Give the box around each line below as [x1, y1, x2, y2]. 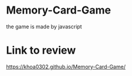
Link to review [6, 44, 76, 57]
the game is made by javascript [6, 23, 82, 30]
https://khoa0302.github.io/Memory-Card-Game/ [6, 63, 126, 70]
